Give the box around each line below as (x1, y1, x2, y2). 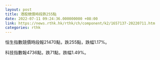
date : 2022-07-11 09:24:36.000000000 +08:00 (5, 16, 98, 21)
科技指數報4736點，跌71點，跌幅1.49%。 (5, 50, 89, 56)
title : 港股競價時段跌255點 (5, 12, 57, 17)
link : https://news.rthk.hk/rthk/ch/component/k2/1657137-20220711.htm (5, 20, 155, 26)
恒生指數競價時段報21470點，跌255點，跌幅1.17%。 (5, 40, 110, 45)
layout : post (5, 7, 32, 12)
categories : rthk (5, 25, 41, 30)
